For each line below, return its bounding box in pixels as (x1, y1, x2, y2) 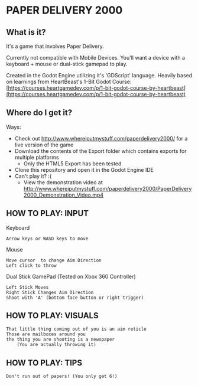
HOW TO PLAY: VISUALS (6, 311, 99, 321)
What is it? (6, 27, 46, 37)
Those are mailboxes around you (6, 331, 86, 337)
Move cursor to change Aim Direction (6, 257, 102, 263)
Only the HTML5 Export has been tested (23, 160, 122, 167)
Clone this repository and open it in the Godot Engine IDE (14, 166, 154, 173)
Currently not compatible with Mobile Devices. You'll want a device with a (6, 54, 185, 61)
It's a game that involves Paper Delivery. (6, 43, 105, 50)
